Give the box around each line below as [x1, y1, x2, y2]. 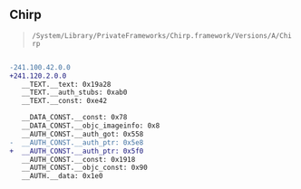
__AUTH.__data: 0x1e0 [21, 172, 103, 181]
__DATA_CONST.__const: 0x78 [21, 113, 128, 122]
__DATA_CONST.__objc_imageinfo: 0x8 [21, 121, 160, 130]
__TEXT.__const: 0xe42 [21, 97, 107, 106]
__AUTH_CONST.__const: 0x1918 [21, 155, 136, 164]
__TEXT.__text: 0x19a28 [21, 80, 112, 89]
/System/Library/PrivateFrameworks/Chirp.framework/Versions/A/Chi [31, 31, 292, 40]
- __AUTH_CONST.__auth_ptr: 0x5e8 [9, 137, 144, 147]
